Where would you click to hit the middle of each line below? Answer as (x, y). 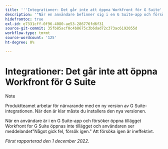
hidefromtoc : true (24, 19)
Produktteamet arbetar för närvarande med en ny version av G (69, 105)
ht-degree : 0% (20, 42)
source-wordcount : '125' (31, 38)
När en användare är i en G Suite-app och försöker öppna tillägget (73, 120)
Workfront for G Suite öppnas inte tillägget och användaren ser (70, 126)
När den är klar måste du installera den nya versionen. (90, 111)
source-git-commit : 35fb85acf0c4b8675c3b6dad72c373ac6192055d (71, 28)
